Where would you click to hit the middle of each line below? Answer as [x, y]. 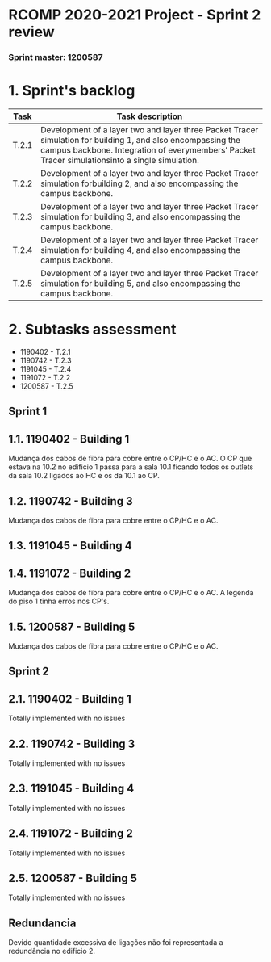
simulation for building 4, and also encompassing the [140, 250]
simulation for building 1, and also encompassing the [140, 141]
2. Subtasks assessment [92, 330]
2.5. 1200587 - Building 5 [73, 878]
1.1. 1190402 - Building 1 [69, 439]
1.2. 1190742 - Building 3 [71, 501]
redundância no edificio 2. [52, 951]
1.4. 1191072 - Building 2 [70, 573]
